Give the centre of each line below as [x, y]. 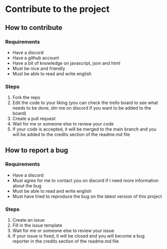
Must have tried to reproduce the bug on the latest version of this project [87, 196]
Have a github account [36, 58]
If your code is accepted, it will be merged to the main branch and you [84, 129]
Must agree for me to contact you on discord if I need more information [85, 180]
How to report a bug [37, 150]
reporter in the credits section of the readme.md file [66, 241]
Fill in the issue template [37, 226]
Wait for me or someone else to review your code [63, 124]
